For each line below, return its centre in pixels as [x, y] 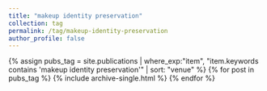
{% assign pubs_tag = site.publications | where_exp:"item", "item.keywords [133, 61]
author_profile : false [47, 38]
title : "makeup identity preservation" [76, 16]
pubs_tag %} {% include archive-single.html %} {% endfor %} [112, 78]
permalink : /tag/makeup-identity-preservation [88, 31]
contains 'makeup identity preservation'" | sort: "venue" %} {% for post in [131, 70]
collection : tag [36, 23]
